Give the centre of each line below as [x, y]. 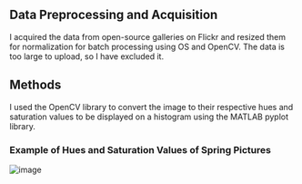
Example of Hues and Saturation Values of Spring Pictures [140, 149]
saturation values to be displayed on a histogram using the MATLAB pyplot [149, 117]
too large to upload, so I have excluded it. [87, 56]
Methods [35, 85]
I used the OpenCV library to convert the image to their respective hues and [151, 107]
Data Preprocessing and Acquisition [114, 15]
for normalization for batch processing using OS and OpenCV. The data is [147, 46]
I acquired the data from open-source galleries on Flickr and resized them [148, 36]
